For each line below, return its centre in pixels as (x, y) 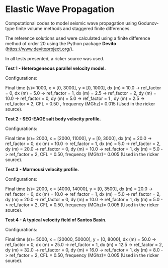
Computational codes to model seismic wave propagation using (71, 23)
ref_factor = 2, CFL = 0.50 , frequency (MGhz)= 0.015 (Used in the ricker (80, 103)
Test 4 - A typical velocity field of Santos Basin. (56, 220)
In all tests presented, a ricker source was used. (55, 58)
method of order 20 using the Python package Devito (61, 43)
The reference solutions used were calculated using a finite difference (78, 38)
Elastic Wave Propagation (60, 9)
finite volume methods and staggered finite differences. (73, 28)
